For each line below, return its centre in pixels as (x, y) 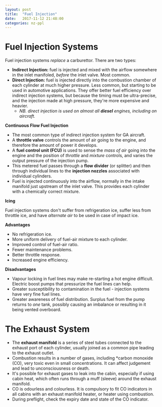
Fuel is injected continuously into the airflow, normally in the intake (78, 181)
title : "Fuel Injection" (31, 14)
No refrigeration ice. (32, 234)
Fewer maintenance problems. (42, 250)
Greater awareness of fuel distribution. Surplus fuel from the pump (78, 299)
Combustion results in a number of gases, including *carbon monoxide (82, 358)
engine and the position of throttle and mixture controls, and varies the (82, 156)
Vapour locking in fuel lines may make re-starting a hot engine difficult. (83, 279)
